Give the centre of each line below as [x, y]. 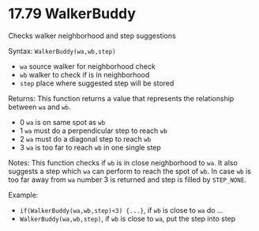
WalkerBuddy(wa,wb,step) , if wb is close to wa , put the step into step [128, 218]
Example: [23, 195]
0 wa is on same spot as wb [62, 122]
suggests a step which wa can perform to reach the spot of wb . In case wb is [129, 171]
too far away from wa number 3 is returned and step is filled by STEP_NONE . [128, 180]
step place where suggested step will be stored [97, 83]
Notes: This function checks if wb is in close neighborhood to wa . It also [123, 162]
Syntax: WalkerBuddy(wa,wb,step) [62, 51]
